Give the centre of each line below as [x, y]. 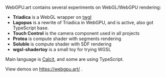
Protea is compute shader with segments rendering [67, 38]
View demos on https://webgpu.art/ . [44, 69]
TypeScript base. [31, 28]
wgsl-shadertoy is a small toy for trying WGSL [62, 49]
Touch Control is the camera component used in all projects [76, 33]
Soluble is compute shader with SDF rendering [62, 44]
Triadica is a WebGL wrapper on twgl [52, 17]
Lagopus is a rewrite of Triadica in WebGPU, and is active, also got [83, 23]
